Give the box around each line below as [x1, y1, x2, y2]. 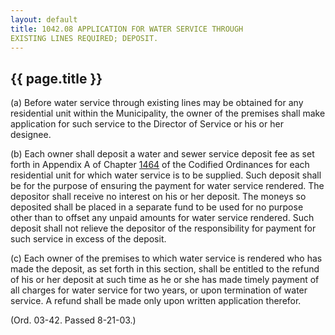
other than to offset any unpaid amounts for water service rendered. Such [10, 212, 315, 224]
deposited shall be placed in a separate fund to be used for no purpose [10, 201, 304, 213]
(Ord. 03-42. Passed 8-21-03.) [10, 314, 137, 326]
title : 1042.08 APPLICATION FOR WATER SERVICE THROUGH [10, 24, 244, 34]
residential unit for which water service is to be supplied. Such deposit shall [10, 169, 322, 181]
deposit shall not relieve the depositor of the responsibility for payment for [10, 222, 317, 235]
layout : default [10, 14, 78, 25]
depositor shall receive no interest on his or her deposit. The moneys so [10, 191, 307, 203]
